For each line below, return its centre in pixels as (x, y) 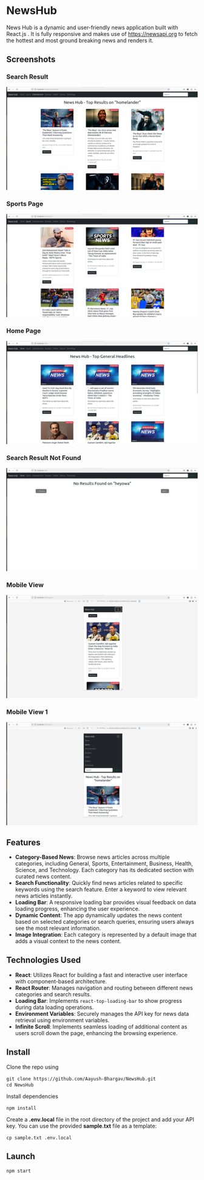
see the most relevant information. (58, 928)
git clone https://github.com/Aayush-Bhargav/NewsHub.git (81, 1079)
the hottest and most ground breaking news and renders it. (80, 40)
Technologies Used (43, 960)
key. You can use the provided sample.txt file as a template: (81, 1126)
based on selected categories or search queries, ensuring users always (104, 922)
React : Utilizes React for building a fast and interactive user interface (101, 975)
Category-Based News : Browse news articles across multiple (92, 857)
